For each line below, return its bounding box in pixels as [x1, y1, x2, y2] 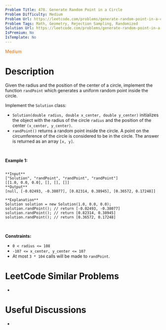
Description [5, 66, 54, 77]
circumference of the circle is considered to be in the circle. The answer [12, 133, 159, 139]
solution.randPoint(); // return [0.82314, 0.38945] [5, 210, 116, 216]
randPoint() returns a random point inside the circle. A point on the [12, 127, 149, 134]
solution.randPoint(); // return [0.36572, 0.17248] [5, 215, 116, 220]
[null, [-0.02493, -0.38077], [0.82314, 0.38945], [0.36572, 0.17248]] [5, 189, 156, 194]
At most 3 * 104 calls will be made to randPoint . [12, 253, 110, 259]
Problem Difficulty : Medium [5, 12, 63, 17]
